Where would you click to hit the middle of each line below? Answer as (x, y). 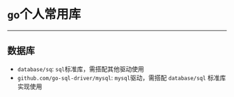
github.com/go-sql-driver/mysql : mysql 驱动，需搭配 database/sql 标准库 (122, 77)
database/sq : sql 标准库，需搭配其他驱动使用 (81, 69)
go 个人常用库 (44, 14)
